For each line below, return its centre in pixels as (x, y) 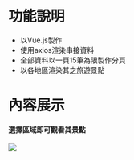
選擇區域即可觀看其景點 (47, 130)
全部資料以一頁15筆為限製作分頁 (73, 60)
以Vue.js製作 (41, 40)
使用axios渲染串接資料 (57, 50)
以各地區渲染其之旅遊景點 (62, 70)
